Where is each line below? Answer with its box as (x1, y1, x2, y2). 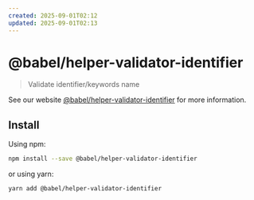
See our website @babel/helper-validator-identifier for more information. (8, 95, 247, 104)
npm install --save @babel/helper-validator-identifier (8, 155, 197, 163)
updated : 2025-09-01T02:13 (8, 19, 98, 27)
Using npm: (8, 139, 46, 149)
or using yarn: (8, 169, 54, 179)
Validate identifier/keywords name (27, 80, 140, 89)
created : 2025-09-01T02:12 (8, 11, 98, 20)
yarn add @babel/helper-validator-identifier (8, 185, 162, 193)
